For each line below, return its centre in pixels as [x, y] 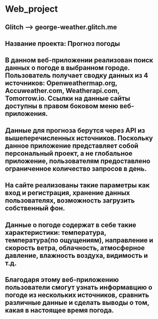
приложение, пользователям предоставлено [78, 161]
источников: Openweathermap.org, [61, 83]
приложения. [26, 114]
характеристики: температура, [56, 233]
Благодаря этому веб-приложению [62, 280]
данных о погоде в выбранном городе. [68, 68]
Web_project [31, 9]
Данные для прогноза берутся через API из [75, 130]
